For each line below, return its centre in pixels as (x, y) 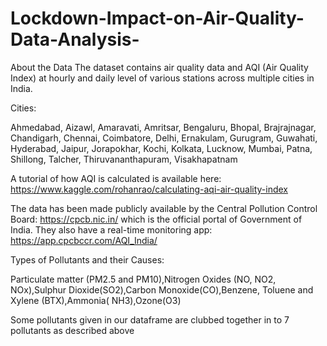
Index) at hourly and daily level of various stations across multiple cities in (162, 78)
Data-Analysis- (75, 39)
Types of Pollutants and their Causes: (87, 259)
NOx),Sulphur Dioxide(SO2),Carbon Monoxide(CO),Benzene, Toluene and (162, 289)
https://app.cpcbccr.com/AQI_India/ (84, 240)
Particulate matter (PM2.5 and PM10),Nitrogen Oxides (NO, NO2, (143, 279)
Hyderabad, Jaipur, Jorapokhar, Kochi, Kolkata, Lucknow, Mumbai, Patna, (161, 148)
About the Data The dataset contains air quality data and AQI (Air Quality (159, 67)
